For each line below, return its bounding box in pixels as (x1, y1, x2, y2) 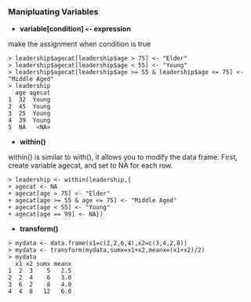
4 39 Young (8, 116, 51, 124)
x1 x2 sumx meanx (15, 260, 72, 268)
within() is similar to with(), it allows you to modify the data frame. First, (8, 153, 238, 162)
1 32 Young (8, 96, 51, 104)
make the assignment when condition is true (8, 39, 151, 49)
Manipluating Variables (8, 6, 99, 17)
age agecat (15, 89, 51, 97)
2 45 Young (8, 103, 51, 111)
